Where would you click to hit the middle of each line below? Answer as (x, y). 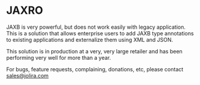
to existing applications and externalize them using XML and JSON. (90, 40)
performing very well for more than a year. (59, 57)
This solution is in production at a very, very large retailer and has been (94, 51)
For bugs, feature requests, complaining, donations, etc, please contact (95, 69)
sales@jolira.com (28, 75)
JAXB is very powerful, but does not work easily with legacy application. (96, 27)
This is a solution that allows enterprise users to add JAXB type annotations (100, 33)
